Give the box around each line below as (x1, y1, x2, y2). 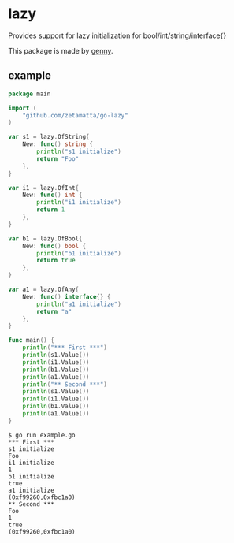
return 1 (36, 206, 65, 214)
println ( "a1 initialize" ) (36, 300, 122, 308)
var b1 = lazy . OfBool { (8, 234, 83, 243)
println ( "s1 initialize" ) (36, 147, 122, 155)
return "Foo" (36, 154, 80, 162)
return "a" (36, 307, 72, 315)
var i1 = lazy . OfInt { (8, 184, 80, 192)
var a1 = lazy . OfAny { (8, 285, 80, 293)
